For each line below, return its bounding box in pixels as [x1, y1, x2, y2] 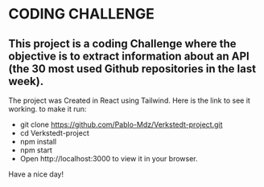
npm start [19, 145, 52, 155]
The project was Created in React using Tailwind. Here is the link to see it [8, 96, 251, 105]
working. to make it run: [8, 104, 87, 113]
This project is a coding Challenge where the [8, 37, 237, 51]
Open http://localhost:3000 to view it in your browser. [19, 154, 199, 163]
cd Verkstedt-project [19, 128, 90, 137]
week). [8, 74, 44, 88]
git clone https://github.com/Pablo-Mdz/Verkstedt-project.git [19, 120, 223, 129]
